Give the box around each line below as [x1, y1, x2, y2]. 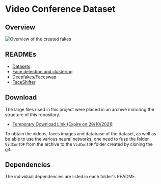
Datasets [12, 63, 30, 69]
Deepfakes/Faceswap [12, 74, 56, 80]
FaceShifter [12, 79, 36, 85]
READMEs [5, 50, 37, 59]
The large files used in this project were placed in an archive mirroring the [5, 106, 155, 112]
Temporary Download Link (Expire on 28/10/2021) [12, 121, 113, 127]
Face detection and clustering [12, 68, 73, 74]
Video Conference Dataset [5, 3, 116, 15]
